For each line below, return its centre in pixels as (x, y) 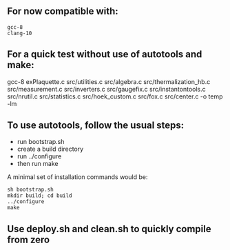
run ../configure (39, 156)
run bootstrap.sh (41, 142)
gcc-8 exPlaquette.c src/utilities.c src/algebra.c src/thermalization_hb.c (109, 81)
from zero (29, 239)
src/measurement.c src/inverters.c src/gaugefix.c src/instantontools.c (107, 89)
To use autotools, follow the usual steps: (96, 126)
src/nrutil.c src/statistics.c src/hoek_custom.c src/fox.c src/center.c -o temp (115, 96)
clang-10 (20, 33)
